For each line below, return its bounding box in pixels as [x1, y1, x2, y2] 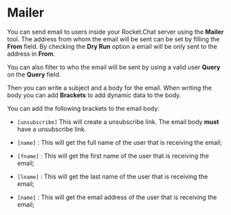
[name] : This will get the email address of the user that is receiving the [16, 193, 217, 201]
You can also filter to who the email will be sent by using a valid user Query [7, 63, 221, 71]
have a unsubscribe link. [16, 125, 87, 133]
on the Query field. [7, 70, 61, 79]
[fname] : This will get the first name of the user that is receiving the [16, 152, 210, 160]
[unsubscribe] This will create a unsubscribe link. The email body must [16, 117, 219, 125]
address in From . [7, 50, 56, 58]
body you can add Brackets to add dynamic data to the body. [7, 91, 181, 99]
